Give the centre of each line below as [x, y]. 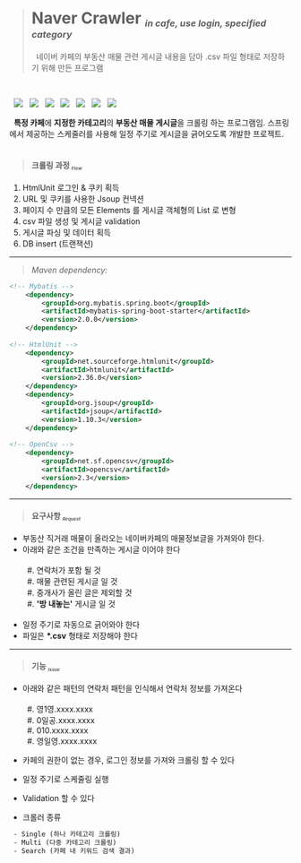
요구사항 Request [56, 517]
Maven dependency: [69, 270]
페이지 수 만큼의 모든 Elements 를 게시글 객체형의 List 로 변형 [129, 210]
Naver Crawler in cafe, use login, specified [149, 19]
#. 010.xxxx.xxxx [57, 730]
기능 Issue [46, 667]
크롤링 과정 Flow [56, 166]
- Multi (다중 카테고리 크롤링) [65, 842]
